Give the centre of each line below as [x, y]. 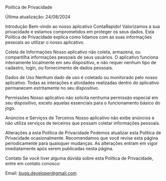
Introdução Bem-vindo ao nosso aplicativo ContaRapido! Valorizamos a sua [83, 26]
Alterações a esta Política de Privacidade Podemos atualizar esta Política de [83, 133]
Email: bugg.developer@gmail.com [41, 173]
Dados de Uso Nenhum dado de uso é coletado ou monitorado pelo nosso [82, 77]
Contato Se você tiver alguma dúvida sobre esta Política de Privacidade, [79, 158]
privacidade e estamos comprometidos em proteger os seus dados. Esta [80, 32]
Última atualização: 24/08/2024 [38, 17]
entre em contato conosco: [33, 163]
